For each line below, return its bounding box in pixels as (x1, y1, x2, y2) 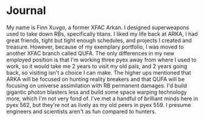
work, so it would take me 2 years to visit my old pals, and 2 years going (6, 62, 188, 70)
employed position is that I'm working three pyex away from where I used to (6, 56, 197, 63)
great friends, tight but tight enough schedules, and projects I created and (6, 36, 192, 44)
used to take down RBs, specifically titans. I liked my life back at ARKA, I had (6, 30, 198, 37)
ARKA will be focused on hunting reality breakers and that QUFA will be (6, 75, 185, 83)
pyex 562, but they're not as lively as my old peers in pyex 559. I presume (6, 101, 191, 108)
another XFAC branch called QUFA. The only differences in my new (6, 49, 175, 57)
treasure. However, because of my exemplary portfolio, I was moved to (6, 43, 184, 50)
